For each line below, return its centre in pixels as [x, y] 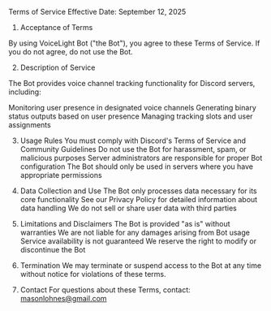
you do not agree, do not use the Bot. [71, 52]
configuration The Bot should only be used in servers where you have [137, 166]
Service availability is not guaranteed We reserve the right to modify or [138, 241]
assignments [30, 125]
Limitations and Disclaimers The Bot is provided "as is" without [125, 224]
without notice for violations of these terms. [93, 274]
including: [25, 92]
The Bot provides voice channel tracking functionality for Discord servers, [132, 83]
